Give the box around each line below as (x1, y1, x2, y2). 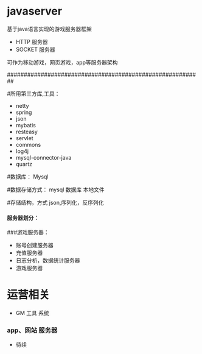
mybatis (15, 121, 36, 129)
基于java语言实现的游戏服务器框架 (7, 25, 92, 32)
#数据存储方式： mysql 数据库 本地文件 (7, 186, 105, 193)
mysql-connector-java (15, 154, 72, 161)
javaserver (7, 4, 63, 18)
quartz (15, 160, 33, 168)
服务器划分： (7, 214, 39, 221)
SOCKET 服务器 (15, 46, 55, 53)
